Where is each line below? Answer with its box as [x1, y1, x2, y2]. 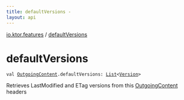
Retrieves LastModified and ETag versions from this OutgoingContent [6, 82, 178, 89]
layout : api [6, 14, 36, 20]
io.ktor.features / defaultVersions [6, 31, 88, 38]
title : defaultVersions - [6, 8, 71, 15]
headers [6, 88, 27, 96]
